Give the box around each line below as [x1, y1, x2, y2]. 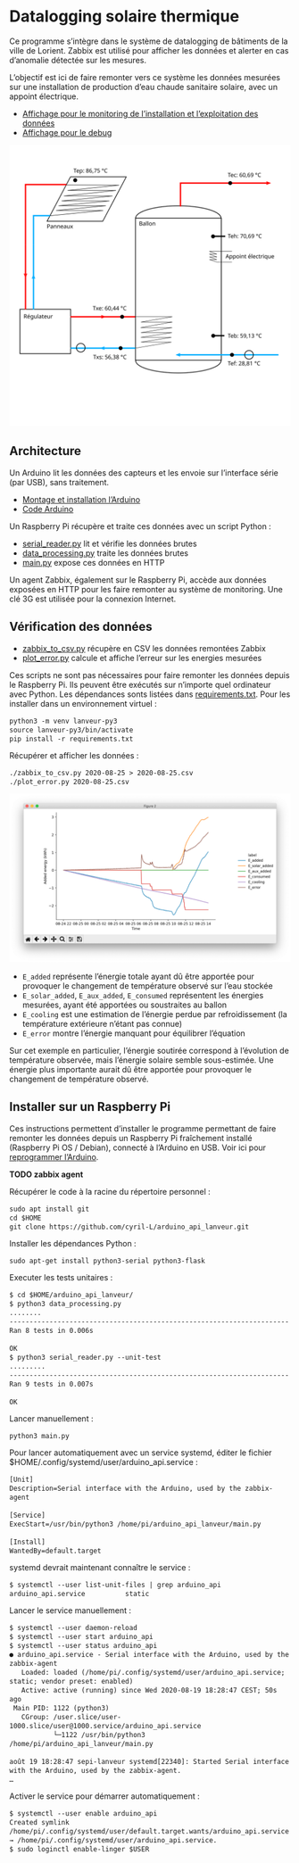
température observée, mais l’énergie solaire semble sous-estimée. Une [9, 1055, 274, 1065]
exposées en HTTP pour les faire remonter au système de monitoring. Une [9, 584, 283, 594]
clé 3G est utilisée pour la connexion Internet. [9, 593, 177, 604]
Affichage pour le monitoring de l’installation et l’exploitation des [21, 108, 259, 119]
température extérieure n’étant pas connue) [21, 1018, 183, 1029]
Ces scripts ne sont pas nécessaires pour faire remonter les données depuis [9, 669, 290, 680]
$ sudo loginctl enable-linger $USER [9, 1844, 150, 1853]
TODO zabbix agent [9, 1169, 84, 1180]
